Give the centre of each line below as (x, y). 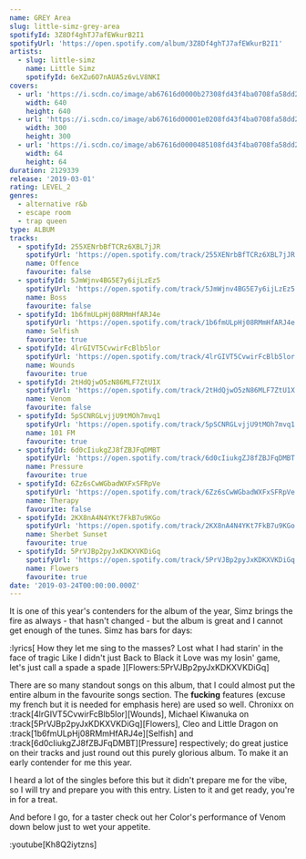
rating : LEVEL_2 (40, 188)
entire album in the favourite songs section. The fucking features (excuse (148, 695)
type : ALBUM (32, 230)
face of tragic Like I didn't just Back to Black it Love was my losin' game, (145, 658)
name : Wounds (51, 365)
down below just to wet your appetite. (80, 827)
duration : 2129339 (44, 170)
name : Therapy (52, 501)
